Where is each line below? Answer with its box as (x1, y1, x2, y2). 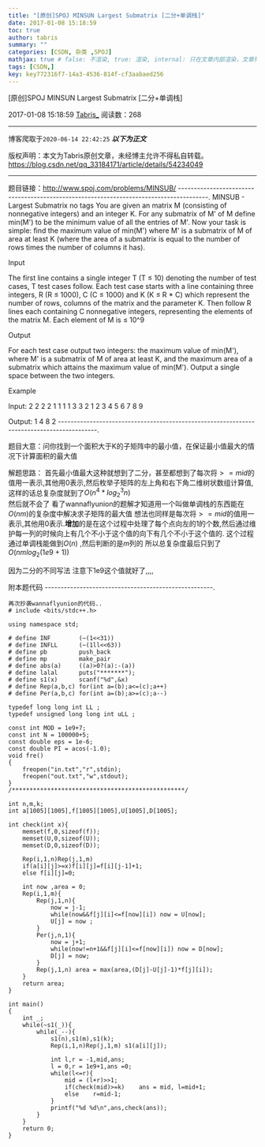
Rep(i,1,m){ (22, 890, 62, 898)
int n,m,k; (8, 800, 44, 808)
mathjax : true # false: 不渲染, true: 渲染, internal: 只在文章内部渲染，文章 (8, 56, 255, 64)
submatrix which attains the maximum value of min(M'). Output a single (8, 362, 241, 372)
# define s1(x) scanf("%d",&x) (8, 676, 129, 684)
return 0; (22, 1124, 55, 1133)
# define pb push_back (8, 648, 111, 656)
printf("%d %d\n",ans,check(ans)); (50, 1104, 168, 1111)
